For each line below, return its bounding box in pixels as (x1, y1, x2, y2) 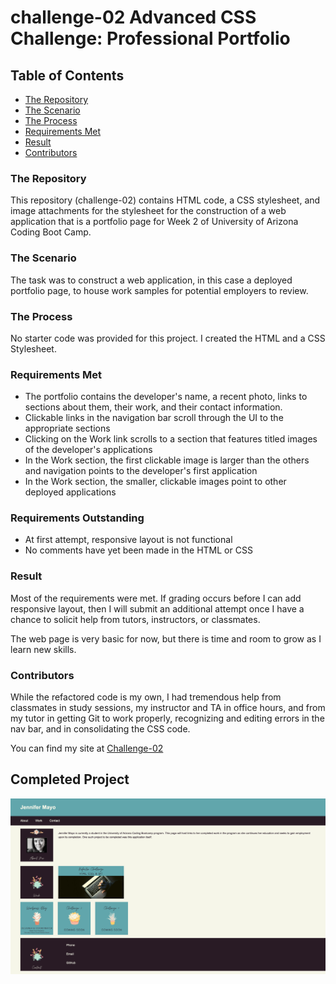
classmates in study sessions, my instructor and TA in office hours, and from (10, 702, 326, 714)
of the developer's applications (24, 444, 153, 456)
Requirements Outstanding (10, 511, 145, 525)
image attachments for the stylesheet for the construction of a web (10, 205, 287, 217)
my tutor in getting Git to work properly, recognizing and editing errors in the (10, 712, 325, 725)
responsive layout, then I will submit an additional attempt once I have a (10, 602, 305, 615)
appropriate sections (24, 422, 111, 435)
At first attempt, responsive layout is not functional (24, 534, 233, 546)
